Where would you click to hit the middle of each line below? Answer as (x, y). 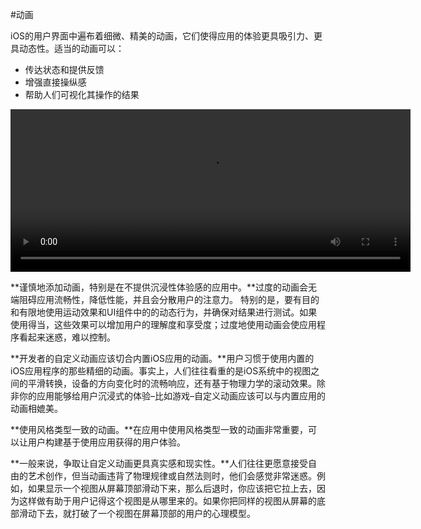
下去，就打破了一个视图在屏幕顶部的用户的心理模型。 (146, 513)
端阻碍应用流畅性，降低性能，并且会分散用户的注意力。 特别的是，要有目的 (165, 299)
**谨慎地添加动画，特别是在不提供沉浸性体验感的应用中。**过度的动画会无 (164, 287)
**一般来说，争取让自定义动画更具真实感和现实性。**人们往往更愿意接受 (159, 463)
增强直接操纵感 (55, 82)
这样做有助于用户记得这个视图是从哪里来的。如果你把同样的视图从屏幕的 (167, 501)
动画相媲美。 (36, 408)
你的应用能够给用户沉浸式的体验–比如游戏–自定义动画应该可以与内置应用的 (172, 396)
